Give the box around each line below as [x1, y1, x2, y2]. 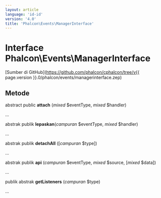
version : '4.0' [5, 16, 37, 21]
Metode [5, 89, 30, 97]
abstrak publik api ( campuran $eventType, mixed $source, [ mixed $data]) [5, 159, 156, 165]
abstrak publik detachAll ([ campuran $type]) [5, 141, 98, 146]
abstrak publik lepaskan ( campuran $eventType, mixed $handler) [5, 121, 138, 127]
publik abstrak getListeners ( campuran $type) [5, 179, 101, 185]
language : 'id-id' [5, 12, 43, 17]
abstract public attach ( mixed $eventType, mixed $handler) [5, 102, 127, 108]
